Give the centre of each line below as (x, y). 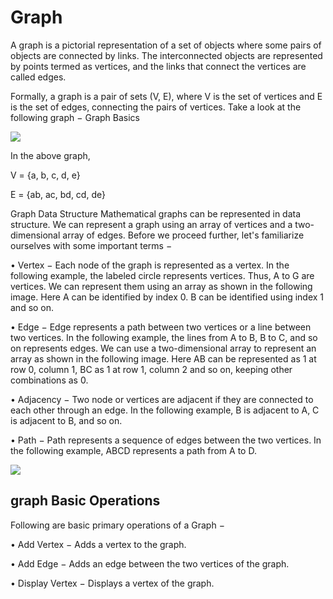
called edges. (38, 77)
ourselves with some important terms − (91, 245)
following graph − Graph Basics (75, 117)
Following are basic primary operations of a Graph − (117, 525)
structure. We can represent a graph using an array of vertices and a (151, 224)
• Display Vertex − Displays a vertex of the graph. (112, 583)
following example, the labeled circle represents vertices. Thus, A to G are (162, 275)
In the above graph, (50, 155)
